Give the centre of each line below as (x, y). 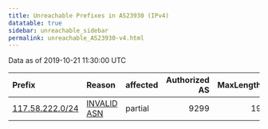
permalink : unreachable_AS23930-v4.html (77, 38)
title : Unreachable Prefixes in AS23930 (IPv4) (89, 16)
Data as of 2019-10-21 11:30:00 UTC (67, 61)
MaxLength (239, 85)
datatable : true (35, 23)
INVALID (102, 104)
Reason (101, 85)
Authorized (188, 80)
